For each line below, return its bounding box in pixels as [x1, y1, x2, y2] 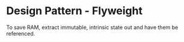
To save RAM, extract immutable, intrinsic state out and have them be [6, 24, 179, 31]
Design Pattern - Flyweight [6, 4, 143, 18]
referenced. [6, 30, 35, 37]
